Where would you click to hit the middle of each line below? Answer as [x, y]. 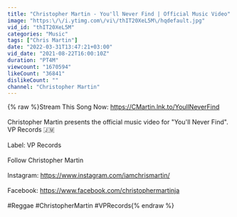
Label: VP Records [35, 145]
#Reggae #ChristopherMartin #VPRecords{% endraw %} [91, 206]
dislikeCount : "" [33, 80]
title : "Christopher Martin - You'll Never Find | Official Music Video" [119, 14]
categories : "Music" [38, 34]
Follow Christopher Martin [46, 160]
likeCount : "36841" [36, 73]
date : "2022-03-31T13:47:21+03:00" [60, 47]
